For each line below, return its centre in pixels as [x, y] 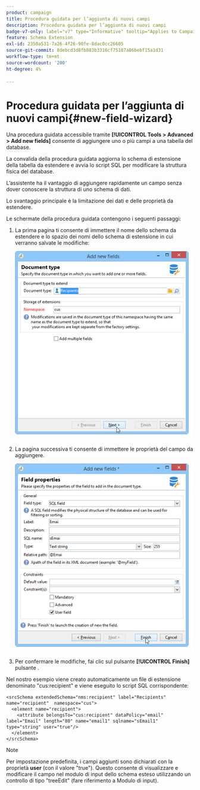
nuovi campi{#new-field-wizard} [90, 118]
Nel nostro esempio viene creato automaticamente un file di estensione [93, 679]
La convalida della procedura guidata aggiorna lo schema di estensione [94, 159]
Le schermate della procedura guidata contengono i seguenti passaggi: [94, 219]
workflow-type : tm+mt [33, 57]
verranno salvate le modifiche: [52, 243]
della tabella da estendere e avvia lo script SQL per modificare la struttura [96, 165]
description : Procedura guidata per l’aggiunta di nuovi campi [86, 25]
